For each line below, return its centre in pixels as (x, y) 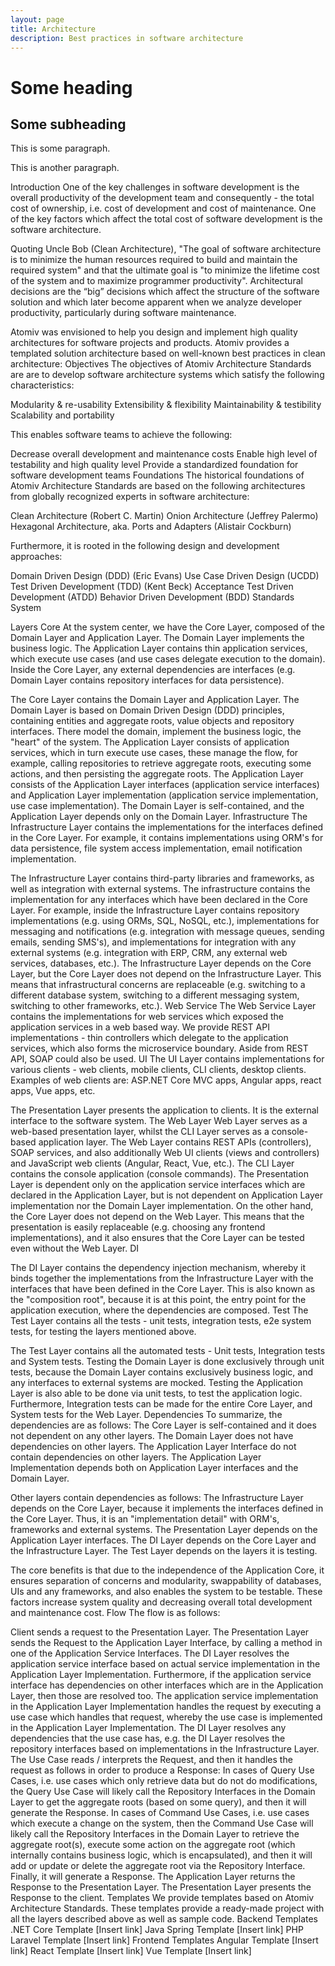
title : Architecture (53, 29)
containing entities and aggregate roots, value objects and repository (152, 721)
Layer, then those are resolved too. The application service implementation (164, 1696)
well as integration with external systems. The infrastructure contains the (160, 889)
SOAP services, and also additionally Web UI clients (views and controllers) (165, 1153)
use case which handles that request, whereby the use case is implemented (166, 1717)
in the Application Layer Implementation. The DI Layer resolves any (148, 1728)
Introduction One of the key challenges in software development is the (155, 187)
